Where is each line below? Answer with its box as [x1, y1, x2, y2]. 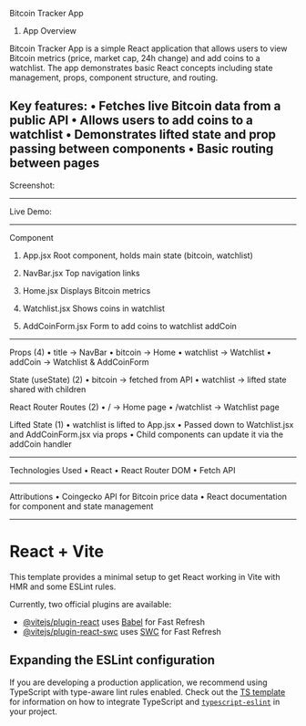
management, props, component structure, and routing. [9, 72, 219, 83]
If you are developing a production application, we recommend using [9, 677, 268, 688]
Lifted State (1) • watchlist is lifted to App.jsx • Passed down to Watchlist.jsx [9, 419, 294, 430]
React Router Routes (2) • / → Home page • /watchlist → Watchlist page [9, 401, 280, 412]
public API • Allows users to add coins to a [9, 113, 253, 129]
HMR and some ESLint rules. [9, 581, 117, 592]
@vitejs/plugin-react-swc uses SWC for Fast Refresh [22, 626, 221, 637]
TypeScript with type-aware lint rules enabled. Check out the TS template [9, 686, 286, 697]
